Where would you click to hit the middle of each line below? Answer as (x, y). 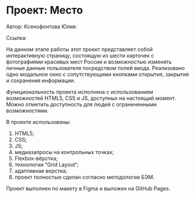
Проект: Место (45, 10)
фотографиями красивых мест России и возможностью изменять (89, 62)
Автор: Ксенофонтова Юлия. (42, 26)
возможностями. (27, 110)
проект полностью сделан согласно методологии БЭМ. (84, 177)
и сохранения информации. (41, 80)
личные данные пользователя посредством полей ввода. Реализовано (95, 68)
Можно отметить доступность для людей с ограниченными (81, 104)
